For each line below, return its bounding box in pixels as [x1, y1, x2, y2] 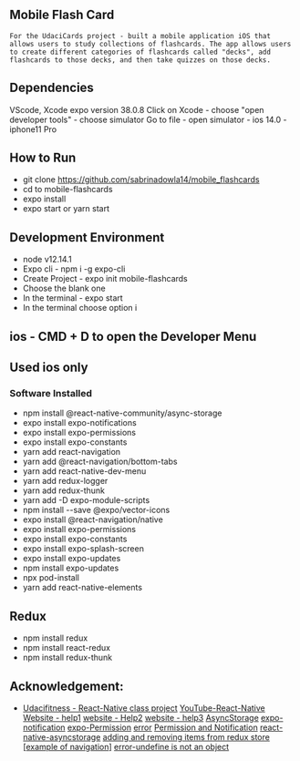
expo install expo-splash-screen [22, 543, 144, 554]
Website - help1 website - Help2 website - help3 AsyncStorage [22, 712, 260, 723]
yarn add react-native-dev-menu [22, 466, 147, 477]
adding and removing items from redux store [102, 731, 271, 742]
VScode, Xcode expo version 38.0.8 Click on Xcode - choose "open [9, 104, 264, 115]
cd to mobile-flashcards [22, 184, 113, 195]
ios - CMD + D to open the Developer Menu [9, 328, 257, 345]
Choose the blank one [22, 283, 107, 294]
